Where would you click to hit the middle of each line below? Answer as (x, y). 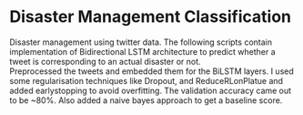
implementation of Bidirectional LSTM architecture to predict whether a (142, 51)
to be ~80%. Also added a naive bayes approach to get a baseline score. (146, 100)
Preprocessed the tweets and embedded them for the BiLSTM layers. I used (151, 71)
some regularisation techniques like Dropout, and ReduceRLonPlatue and (146, 80)
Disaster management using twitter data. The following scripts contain (141, 42)
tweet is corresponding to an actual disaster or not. (106, 61)
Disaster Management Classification (150, 17)
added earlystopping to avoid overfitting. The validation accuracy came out (151, 90)
